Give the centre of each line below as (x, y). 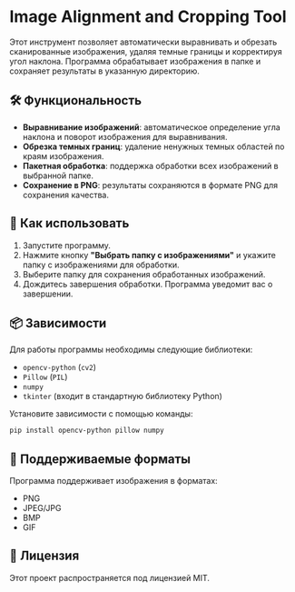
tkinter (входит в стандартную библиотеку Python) (122, 396)
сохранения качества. (65, 195)
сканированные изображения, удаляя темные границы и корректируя (146, 51)
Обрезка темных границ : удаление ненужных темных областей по (153, 146)
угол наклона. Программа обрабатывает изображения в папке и (135, 61)
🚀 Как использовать (69, 223)
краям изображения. (63, 156)
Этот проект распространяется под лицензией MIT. (110, 577)
